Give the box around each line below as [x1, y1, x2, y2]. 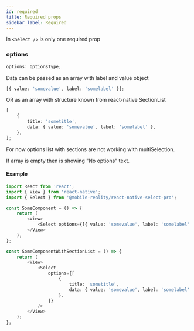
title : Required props [6, 14, 62, 20]
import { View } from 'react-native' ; [6, 189, 101, 195]
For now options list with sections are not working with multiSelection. [6, 145, 175, 153]
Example [6, 170, 28, 178]
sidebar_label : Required [6, 19, 67, 25]
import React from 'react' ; [6, 183, 75, 189]
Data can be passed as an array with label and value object [6, 74, 149, 81]
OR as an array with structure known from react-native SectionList [6, 96, 166, 103]
